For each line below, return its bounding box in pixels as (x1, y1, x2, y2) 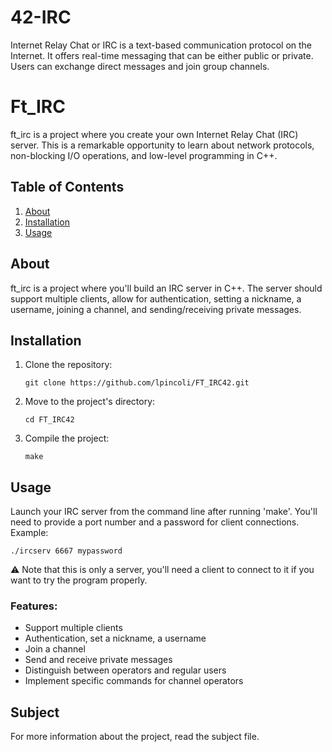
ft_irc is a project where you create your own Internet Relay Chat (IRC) (10, 128, 299, 140)
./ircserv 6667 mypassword (10, 546, 123, 556)
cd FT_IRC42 (24, 415, 75, 425)
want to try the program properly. (10, 574, 148, 586)
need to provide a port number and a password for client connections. (10, 516, 300, 528)
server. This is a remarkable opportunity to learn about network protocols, (10, 139, 315, 151)
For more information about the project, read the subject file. (10, 731, 260, 743)
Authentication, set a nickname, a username (24, 632, 207, 645)
